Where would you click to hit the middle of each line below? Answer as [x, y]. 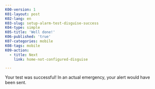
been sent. [16, 83]
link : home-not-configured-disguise [51, 59]
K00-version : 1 [20, 9]
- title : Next [24, 55]
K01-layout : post [23, 14]
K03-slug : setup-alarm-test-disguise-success [52, 23]
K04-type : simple [23, 28]
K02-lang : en [18, 18]
